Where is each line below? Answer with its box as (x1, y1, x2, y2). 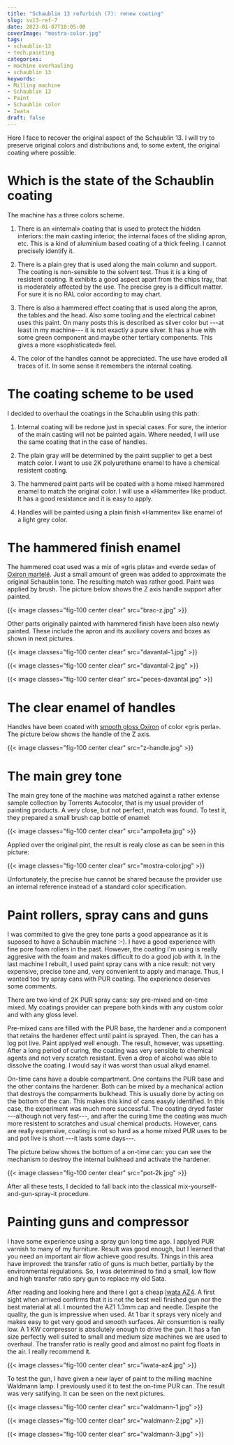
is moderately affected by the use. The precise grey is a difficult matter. (17, 282, 224, 291)
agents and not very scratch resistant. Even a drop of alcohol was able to (7, 1054, 218, 1063)
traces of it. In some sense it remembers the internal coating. (17, 361, 193, 370)
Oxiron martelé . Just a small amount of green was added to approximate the (7, 570, 226, 579)
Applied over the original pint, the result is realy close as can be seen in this (7, 840, 225, 849)
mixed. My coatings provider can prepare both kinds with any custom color (7, 1003, 224, 1012)
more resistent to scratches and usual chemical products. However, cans (7, 1119, 217, 1128)
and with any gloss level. (7, 1011, 78, 1019)
